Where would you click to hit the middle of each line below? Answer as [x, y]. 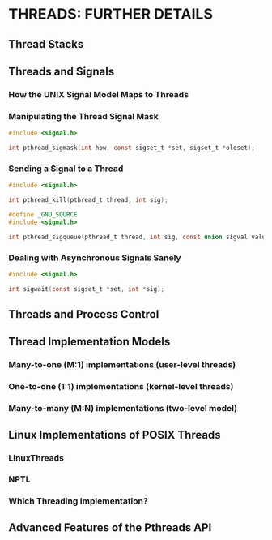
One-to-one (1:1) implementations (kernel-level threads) [121, 387]
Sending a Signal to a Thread [66, 169]
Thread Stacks [46, 44]
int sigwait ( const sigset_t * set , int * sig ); [86, 289]
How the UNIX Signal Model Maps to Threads [98, 94]
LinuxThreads [36, 457]
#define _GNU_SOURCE [43, 214]
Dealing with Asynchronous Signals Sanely [95, 258]
